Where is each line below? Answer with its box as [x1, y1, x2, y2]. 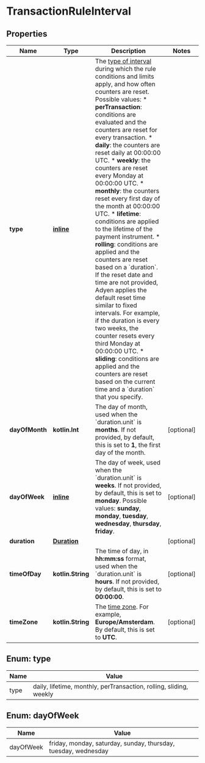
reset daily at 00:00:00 [95, 148, 161, 157]
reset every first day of [95, 194, 160, 203]
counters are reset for [95, 126, 157, 134]
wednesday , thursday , [95, 519, 162, 527]
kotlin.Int [52, 425, 79, 434]
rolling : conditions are [95, 240, 159, 248]
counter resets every [95, 331, 155, 340]
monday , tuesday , [95, 512, 148, 520]
